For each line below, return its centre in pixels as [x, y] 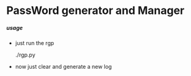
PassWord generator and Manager [95, 11]
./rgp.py [25, 55]
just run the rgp [35, 43]
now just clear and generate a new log [63, 67]
